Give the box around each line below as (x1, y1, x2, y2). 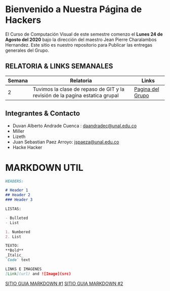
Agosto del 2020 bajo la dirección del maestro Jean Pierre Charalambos (5, 37, 157, 43)
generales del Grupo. (5, 47, 50, 53)
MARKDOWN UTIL (5, 162, 83, 173)
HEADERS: (5, 178, 24, 184)
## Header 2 (5, 193, 30, 198)
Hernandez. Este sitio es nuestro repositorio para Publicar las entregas (5, 42, 153, 48)
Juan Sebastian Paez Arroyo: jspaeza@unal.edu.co (12, 138, 119, 145)
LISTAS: (5, 206, 22, 211)
